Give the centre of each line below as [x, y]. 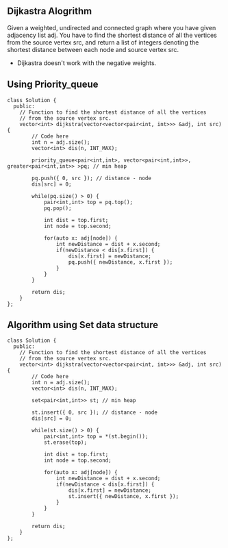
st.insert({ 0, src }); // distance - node [94, 413]
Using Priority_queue [53, 85]
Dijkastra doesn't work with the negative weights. [87, 63]
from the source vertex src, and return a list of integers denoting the [103, 42]
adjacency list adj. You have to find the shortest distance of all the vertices [112, 35]
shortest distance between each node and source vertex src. [93, 49]
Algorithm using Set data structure [83, 325]
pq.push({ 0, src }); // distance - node [92, 178]
